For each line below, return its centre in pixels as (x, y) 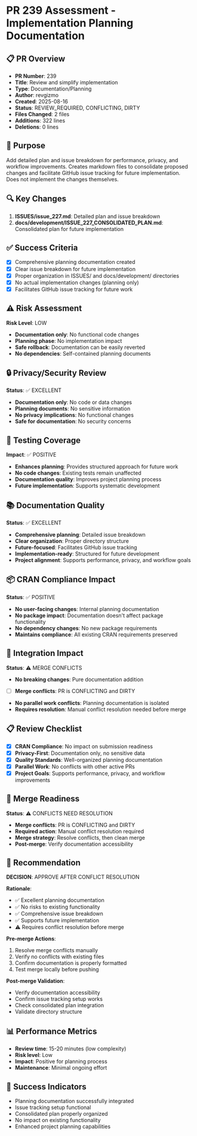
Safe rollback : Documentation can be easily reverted (80, 347)
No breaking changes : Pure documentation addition (79, 679)
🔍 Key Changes (36, 199)
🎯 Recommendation (43, 863)
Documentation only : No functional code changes (77, 334)
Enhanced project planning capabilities (63, 1126)
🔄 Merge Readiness (43, 799)
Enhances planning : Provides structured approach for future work (96, 467)
